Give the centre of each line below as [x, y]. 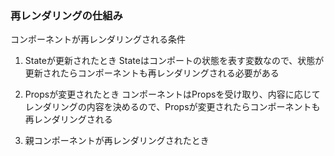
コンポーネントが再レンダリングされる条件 [98, 39]
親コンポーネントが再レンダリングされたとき [117, 141]
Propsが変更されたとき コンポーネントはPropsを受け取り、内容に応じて [172, 94]
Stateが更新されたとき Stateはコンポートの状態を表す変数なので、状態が [174, 61]
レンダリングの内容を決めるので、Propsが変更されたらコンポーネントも [172, 107]
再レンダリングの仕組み [66, 15]
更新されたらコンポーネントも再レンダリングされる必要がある [152, 73]
